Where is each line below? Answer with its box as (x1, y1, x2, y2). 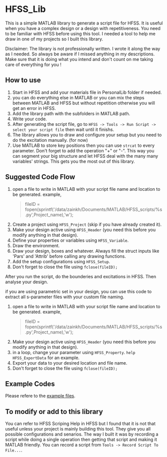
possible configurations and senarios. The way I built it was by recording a (5, 431, 158, 438)
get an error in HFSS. (12, 105, 56, 111)
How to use (5, 76, 41, 84)
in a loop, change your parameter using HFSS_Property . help (12, 349, 135, 355)
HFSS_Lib (5, 3, 46, 15)
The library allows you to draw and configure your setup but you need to (12, 131, 162, 138)
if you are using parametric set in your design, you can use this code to (5, 288, 152, 294)
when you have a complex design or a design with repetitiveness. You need (5, 25, 161, 31)
